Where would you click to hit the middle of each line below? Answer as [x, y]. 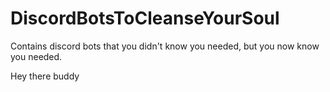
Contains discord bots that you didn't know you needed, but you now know [165, 46]
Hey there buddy [45, 76]
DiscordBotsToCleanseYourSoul [145, 18]
